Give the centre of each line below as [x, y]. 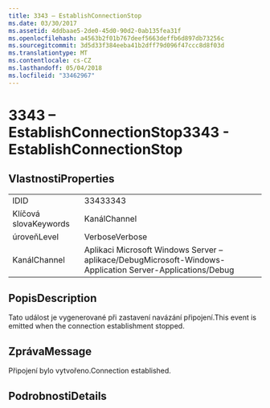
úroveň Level [35, 236]
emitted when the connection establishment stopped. [96, 326]
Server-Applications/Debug [182, 270]
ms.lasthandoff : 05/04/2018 [55, 68]
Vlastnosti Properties [61, 179]
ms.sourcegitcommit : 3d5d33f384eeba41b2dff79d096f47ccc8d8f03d [117, 46]
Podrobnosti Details [57, 396]
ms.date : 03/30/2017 [43, 23]
